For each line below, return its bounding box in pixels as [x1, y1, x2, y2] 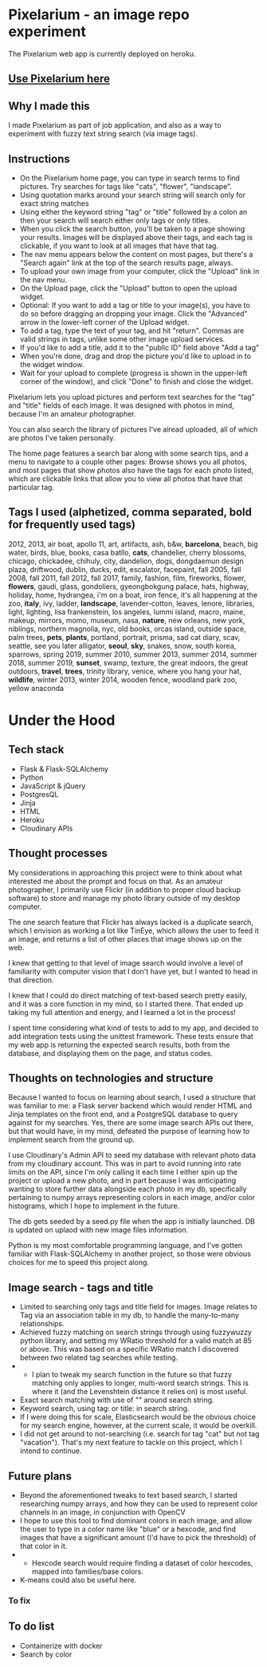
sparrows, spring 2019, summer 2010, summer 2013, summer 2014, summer [8, 649, 257, 659]
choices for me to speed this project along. [8, 1258, 150, 1267]
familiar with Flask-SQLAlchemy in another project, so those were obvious [8, 1249, 251, 1258]
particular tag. [8, 482, 54, 492]
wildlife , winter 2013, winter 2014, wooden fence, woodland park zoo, [8, 674, 238, 684]
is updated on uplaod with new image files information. [8, 1225, 189, 1234]
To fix [8, 1594, 31, 1606]
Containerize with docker [19, 1641, 103, 1650]
